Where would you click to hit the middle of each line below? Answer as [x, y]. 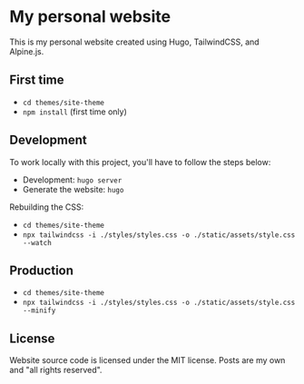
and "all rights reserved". [56, 370]
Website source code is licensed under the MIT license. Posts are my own [147, 360]
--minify [39, 310]
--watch [37, 242]
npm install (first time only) [74, 112]
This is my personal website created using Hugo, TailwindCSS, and [135, 42]
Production [42, 270]
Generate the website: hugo [73, 189]
